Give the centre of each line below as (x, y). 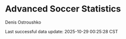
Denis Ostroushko (23, 22)
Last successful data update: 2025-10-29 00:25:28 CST (62, 31)
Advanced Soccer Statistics (63, 9)
